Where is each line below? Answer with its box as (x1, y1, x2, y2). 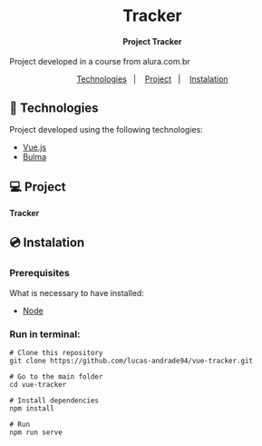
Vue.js (22, 142, 47, 153)
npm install (9, 404, 54, 413)
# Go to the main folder (9, 372, 103, 382)
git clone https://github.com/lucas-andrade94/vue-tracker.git (9, 356, 254, 365)
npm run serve (9, 428, 63, 437)
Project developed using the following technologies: (9, 124, 204, 135)
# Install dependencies (9, 396, 100, 405)
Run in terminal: (9, 328, 81, 341)
